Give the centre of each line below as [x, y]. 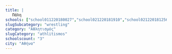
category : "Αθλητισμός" [31, 29]
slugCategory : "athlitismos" [36, 34]
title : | [15, 10]
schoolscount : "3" [25, 39]
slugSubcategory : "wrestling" [38, 24]
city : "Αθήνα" [20, 44]
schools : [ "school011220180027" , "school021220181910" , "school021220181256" [88, 20]
